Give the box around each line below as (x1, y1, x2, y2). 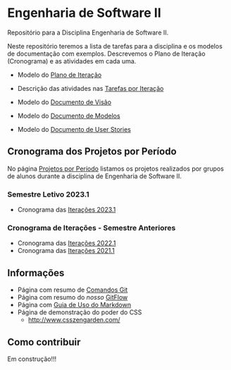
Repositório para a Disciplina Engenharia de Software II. (7, 28, 169, 37)
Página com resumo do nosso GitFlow (17, 293, 128, 302)
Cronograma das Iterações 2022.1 (17, 239, 116, 247)
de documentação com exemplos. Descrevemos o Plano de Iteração (7, 49, 206, 58)
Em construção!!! (7, 354, 57, 363)
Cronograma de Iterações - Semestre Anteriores (7, 223, 176, 233)
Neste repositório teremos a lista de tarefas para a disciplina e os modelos (7, 42, 223, 50)
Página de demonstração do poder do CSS (17, 308, 142, 316)
